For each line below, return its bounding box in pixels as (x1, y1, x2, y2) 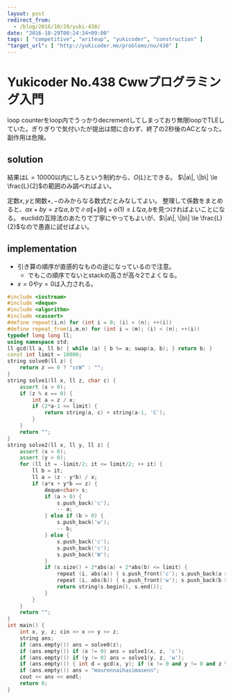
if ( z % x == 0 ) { (19, 390, 73, 397)
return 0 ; (19, 680, 49, 687)
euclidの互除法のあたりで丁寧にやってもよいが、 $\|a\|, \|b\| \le (20, 213, 199, 222)
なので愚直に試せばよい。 (19, 222, 94, 231)
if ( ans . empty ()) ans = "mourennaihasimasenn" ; (19, 667, 159, 674)
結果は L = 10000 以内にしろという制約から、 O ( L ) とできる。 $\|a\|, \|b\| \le (7, 173, 218, 181)
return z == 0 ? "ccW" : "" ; (19, 365, 104, 371)
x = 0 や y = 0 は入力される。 (17, 279, 97, 288)
